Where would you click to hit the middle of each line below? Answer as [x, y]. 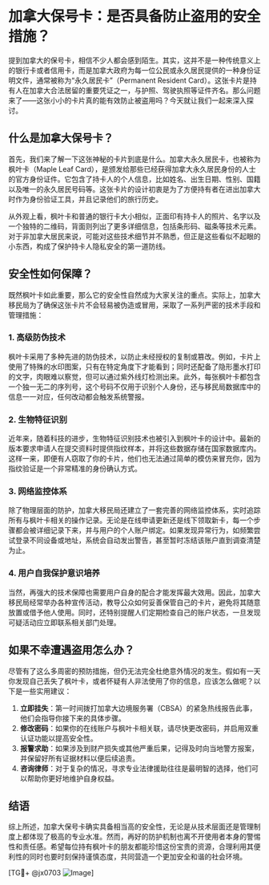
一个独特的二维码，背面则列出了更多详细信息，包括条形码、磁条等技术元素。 [134, 226]
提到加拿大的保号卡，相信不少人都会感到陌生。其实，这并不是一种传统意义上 [134, 60]
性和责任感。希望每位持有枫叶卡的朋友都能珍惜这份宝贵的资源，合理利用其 [131, 846]
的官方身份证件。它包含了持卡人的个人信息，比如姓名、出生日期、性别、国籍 [134, 179]
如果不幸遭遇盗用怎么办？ [71, 650]
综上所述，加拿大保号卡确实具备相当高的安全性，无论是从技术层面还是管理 [131, 826]
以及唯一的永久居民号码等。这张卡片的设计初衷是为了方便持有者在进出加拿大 [134, 189]
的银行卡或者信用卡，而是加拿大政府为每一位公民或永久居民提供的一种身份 [131, 70]
